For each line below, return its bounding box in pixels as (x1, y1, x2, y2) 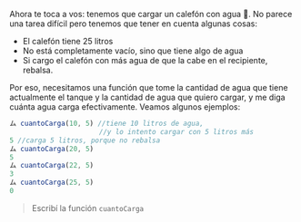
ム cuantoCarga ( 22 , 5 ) (9, 161, 94, 170)
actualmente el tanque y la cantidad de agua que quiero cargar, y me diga (9, 92, 286, 102)
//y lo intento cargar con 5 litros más (98, 127, 255, 136)
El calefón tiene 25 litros (22, 36, 114, 46)
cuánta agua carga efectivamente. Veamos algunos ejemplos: (9, 101, 241, 112)
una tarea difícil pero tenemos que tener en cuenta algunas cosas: (9, 18, 257, 29)
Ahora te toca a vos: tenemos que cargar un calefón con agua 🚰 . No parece (9, 9, 293, 19)
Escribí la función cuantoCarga (31, 202, 144, 213)
